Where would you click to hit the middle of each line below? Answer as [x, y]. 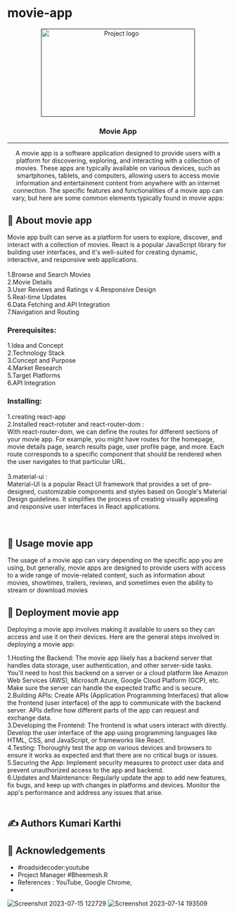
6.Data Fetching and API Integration [59, 305]
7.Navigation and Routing [43, 312]
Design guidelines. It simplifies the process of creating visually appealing [113, 499]
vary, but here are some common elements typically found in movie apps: [118, 198]
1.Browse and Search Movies [49, 275]
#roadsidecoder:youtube [53, 868]
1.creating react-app [37, 416]
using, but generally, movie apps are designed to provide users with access [117, 568]
